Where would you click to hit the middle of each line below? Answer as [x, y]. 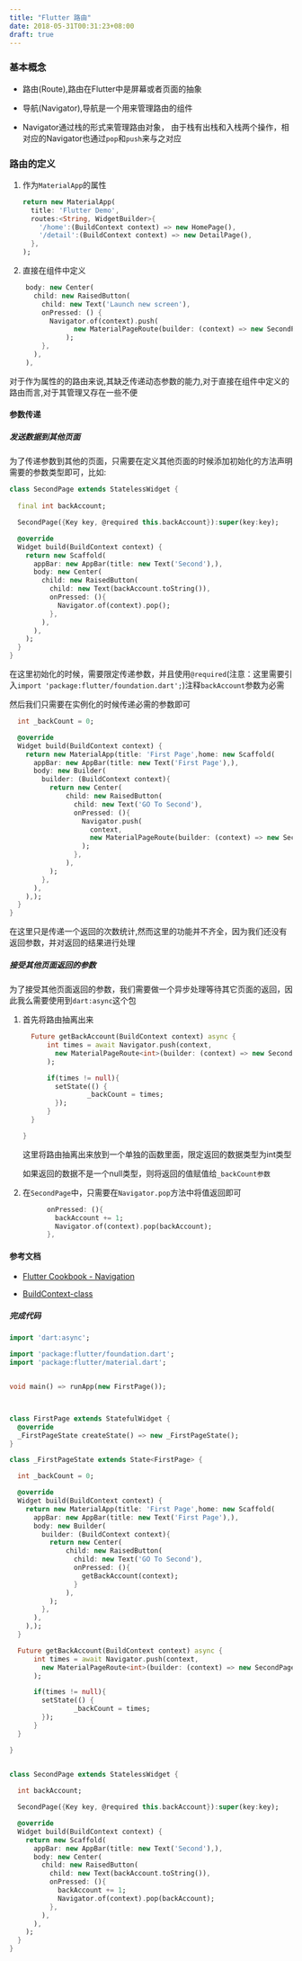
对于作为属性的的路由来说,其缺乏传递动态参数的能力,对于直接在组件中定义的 [150, 381]
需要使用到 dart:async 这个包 [84, 1001]
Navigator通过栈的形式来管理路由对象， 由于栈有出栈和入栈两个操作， [151, 127]
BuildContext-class [58, 1294]
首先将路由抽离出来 [58, 1020]
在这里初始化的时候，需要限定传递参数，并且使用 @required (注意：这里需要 [147, 674]
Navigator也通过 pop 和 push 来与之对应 [114, 138]
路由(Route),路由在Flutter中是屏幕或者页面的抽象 [112, 89]
